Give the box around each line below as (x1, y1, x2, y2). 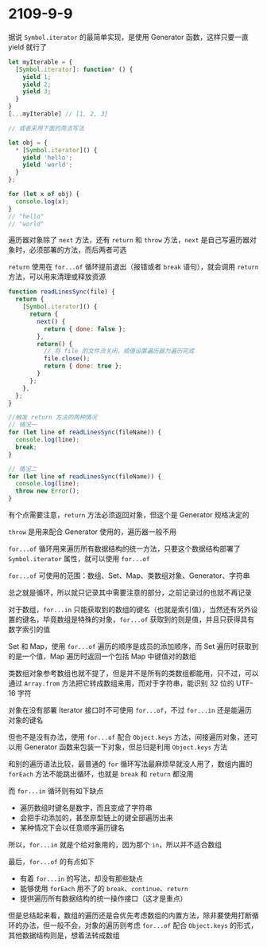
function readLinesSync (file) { (8, 288, 115, 296)
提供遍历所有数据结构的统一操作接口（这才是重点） (19, 894, 188, 903)
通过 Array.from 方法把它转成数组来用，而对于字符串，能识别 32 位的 (8, 678, 234, 688)
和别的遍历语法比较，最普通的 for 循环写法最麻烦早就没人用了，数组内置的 (8, 759, 253, 769)
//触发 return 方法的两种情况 (8, 414, 98, 422)
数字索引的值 (8, 625, 50, 635)
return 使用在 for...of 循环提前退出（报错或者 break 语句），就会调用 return (8, 262, 259, 272)
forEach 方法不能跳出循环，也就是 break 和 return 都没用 (8, 769, 194, 779)
